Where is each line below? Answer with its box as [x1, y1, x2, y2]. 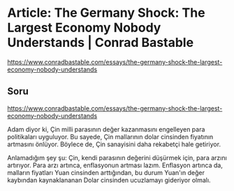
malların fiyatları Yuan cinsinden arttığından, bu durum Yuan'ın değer [7, 168, 205, 176]
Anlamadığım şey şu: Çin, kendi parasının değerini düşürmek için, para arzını [7, 153, 227, 162]
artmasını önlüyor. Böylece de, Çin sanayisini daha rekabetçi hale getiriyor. [7, 140, 221, 148]
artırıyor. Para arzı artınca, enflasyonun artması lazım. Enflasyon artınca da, [7, 161, 224, 169]
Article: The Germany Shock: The [7, 5, 205, 21]
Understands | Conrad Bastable [7, 35, 194, 50]
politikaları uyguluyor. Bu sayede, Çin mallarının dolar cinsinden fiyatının [7, 132, 214, 141]
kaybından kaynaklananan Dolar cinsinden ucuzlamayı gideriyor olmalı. [7, 176, 211, 184]
